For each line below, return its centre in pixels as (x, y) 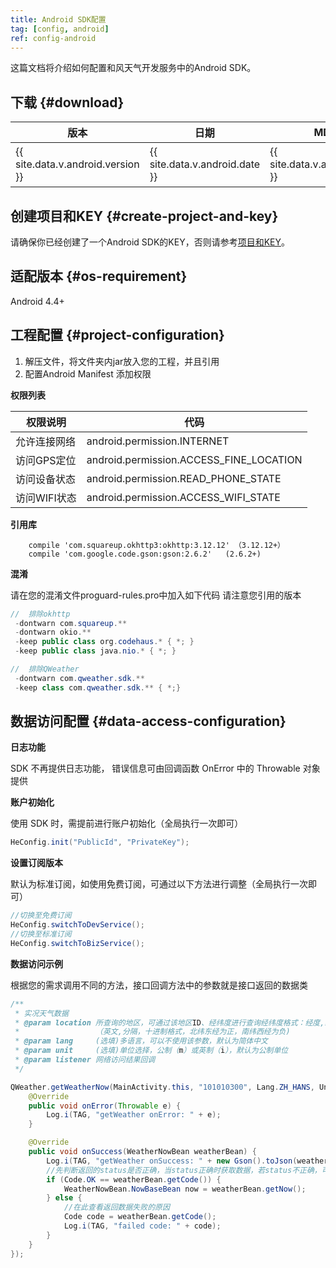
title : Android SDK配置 (58, 19)
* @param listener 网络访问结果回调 (85, 1060)
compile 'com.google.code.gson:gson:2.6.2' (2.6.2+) (145, 554)
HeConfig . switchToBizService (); (77, 943)
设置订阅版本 (36, 863)
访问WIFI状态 (46, 498)
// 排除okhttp (40, 614)
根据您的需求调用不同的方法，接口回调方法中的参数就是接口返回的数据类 (159, 985)
